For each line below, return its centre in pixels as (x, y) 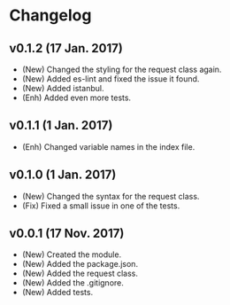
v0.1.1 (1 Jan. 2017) (61, 125)
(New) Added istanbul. (63, 88)
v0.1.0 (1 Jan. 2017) (63, 175)
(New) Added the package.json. (80, 264)
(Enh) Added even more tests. (76, 98)
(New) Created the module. (72, 254)
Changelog (50, 16)
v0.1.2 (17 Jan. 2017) (66, 48)
